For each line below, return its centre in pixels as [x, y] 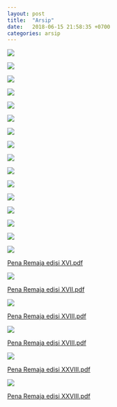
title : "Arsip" [31, 20]
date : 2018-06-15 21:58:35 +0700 [59, 27]
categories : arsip [34, 33]
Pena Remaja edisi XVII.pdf [46, 290]
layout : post [26, 14]
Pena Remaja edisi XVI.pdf [45, 263]
